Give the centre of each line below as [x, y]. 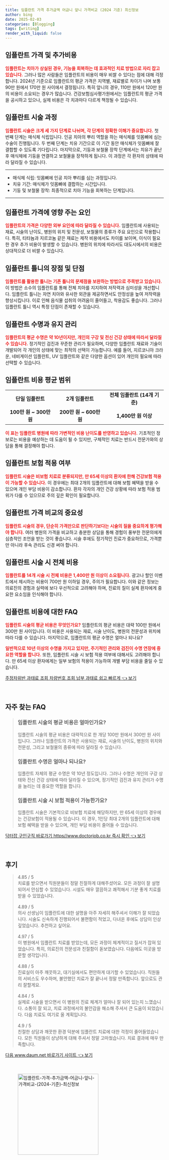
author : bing [19, 15]
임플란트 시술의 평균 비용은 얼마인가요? [62, 723]
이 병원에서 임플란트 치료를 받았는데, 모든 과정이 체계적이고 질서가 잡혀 [87, 943]
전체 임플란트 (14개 [131, 395]
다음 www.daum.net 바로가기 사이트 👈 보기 [49, 1055]
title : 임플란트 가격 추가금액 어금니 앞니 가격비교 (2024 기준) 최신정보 [72, 10]
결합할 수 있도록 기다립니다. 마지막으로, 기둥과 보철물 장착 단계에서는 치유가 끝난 [84, 149]
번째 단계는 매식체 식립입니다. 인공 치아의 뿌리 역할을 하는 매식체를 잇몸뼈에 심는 [84, 137]
